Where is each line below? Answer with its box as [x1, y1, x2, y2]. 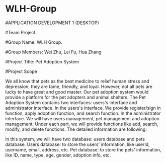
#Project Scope [5, 68, 38, 74]
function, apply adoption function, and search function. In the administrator [5, 110, 161, 116]
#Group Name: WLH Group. [5, 39, 63, 45]
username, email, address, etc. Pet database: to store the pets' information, [5, 146, 161, 152]
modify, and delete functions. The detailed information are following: [5, 126, 147, 132]
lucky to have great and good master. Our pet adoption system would [5, 89, 149, 95]
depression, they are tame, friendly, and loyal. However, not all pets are [5, 84, 152, 90]
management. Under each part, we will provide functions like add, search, [5, 121, 158, 127]
